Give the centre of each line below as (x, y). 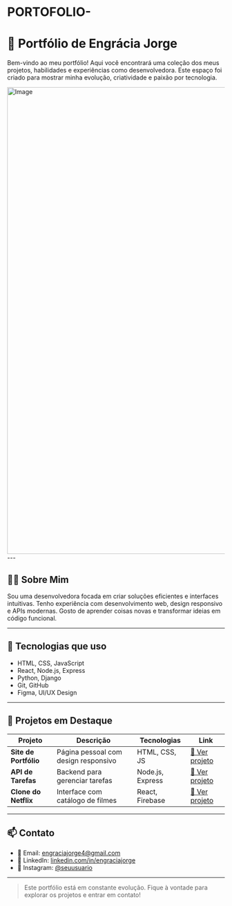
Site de (22, 752)
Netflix (22, 800)
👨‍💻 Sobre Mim (38, 579)
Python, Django (39, 678)
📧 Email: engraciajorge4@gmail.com (69, 853)
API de (22, 772)
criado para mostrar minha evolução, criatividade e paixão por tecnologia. (112, 77)
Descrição (94, 740)
